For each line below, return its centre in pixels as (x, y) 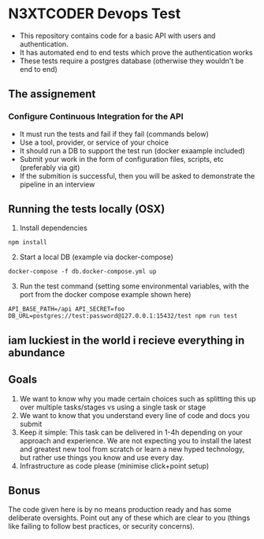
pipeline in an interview (57, 184)
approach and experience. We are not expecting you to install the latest (136, 440)
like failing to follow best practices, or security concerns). (102, 526)
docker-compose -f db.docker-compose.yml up (82, 272)
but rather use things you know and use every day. (102, 457)
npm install (28, 243)
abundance (37, 352)
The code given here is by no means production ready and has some (120, 510)
